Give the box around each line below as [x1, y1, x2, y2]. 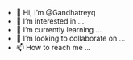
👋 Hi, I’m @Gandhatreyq [15, 8, 96, 17]
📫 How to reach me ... [15, 43, 91, 52]
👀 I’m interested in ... [15, 16, 85, 26]
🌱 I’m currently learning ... [15, 25, 102, 34]
